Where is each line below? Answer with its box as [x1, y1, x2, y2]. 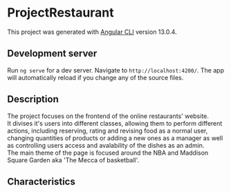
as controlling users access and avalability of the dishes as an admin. [7, 141, 205, 149]
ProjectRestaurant [7, 5, 114, 21]
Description [7, 93, 59, 105]
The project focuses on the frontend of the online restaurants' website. [7, 112, 210, 120]
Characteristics [7, 175, 76, 187]
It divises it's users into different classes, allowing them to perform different [7, 119, 223, 127]
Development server [7, 48, 98, 59]
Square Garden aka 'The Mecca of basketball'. [7, 155, 140, 164]
